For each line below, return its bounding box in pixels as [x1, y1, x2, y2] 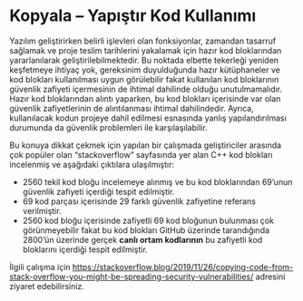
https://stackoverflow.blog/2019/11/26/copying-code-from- [72, 261, 294, 272]
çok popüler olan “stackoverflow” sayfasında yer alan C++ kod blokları [9, 149, 273, 160]
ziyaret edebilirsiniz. [9, 280, 84, 291]
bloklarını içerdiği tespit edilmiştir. [22, 244, 148, 255]
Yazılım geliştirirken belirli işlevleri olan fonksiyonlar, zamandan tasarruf [9, 35, 277, 46]
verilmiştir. [22, 205, 62, 216]
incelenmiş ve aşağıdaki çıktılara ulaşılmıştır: [9, 159, 175, 170]
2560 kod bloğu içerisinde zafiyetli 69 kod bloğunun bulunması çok [22, 215, 275, 226]
